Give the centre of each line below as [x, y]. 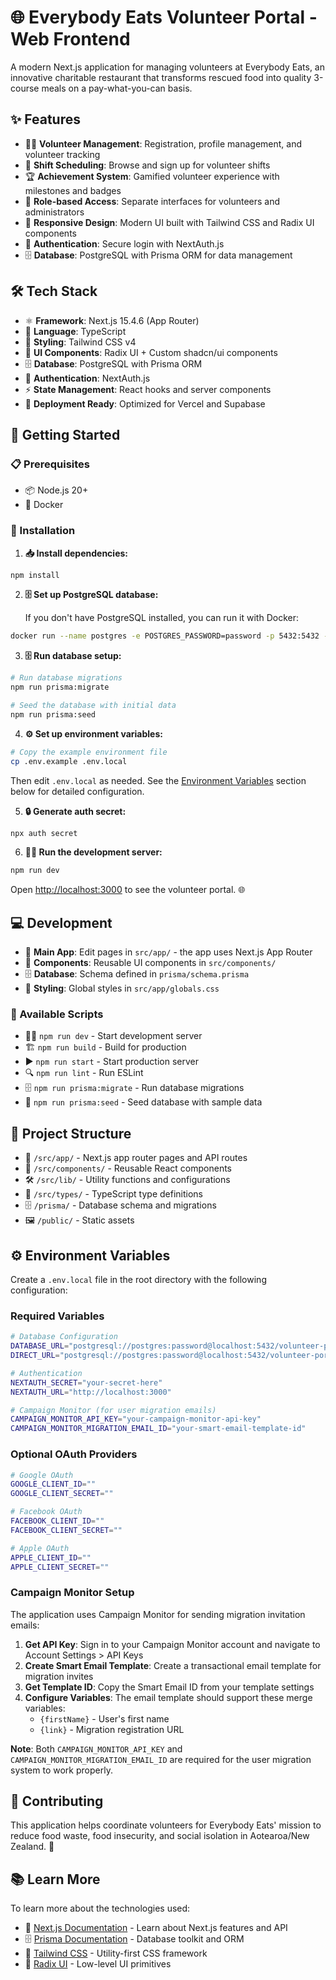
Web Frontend [70, 39]
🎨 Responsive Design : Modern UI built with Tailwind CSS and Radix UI [169, 222]
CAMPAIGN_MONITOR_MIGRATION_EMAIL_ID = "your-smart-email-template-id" [158, 1429]
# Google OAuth [42, 1475]
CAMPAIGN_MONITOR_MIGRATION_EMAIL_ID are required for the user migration [161, 1759]
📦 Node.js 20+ [56, 490]
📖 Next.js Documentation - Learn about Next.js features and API [156, 1928]
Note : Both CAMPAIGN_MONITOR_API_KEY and [96, 1748]
